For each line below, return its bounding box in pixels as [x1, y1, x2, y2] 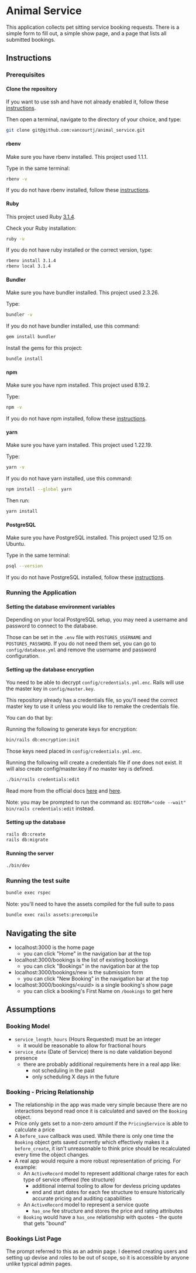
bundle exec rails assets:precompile [6, 912, 98, 918]
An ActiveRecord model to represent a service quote [23, 1201, 149, 1208]
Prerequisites [6, 71, 45, 79]
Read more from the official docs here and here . [6, 787, 122, 794]
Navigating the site [6, 928, 77, 938]
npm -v [6, 405, 22, 410]
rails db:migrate [6, 837, 49, 843]
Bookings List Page [6, 1234, 62, 1242]
